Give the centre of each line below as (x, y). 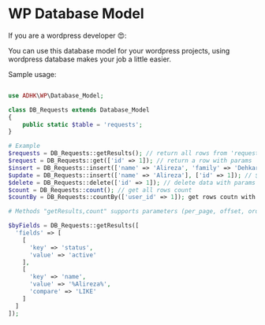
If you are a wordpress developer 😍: (68, 35)
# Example (24, 146)
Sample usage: (32, 74)
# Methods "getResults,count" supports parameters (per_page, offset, (127, 212)
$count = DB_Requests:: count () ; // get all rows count (100, 190)
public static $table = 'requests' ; (83, 124)
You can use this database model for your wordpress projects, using (119, 50)
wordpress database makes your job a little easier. (90, 59)
